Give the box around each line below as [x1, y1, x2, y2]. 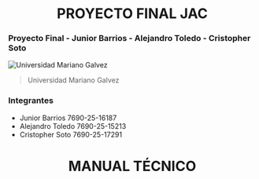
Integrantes [8, 95, 54, 106]
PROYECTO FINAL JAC [56, 5, 209, 23]
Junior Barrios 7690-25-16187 [19, 113, 117, 122]
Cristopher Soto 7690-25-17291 [19, 130, 123, 139]
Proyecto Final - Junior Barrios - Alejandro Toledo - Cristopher [8, 33, 251, 44]
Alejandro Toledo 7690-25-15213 [19, 121, 127, 130]
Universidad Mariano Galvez [27, 75, 120, 85]
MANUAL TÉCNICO [68, 157, 197, 175]
